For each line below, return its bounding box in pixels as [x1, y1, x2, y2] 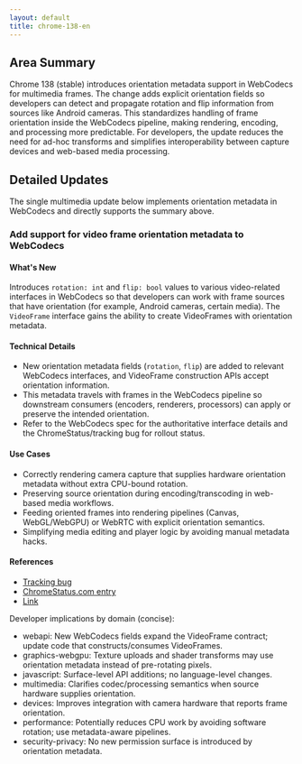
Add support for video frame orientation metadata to [9, 228, 244, 241]
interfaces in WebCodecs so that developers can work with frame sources [9, 291, 286, 302]
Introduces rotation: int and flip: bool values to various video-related [9, 281, 281, 293]
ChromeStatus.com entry [22, 585, 116, 596]
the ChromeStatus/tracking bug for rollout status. [22, 428, 206, 438]
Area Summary [9, 55, 96, 70]
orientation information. [22, 380, 110, 391]
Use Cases [9, 448, 51, 460]
